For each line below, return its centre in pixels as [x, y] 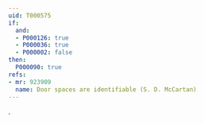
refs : [17, 75]
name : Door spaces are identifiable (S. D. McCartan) [106, 89]
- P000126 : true [42, 38]
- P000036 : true [42, 45]
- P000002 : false [44, 52]
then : [17, 60]
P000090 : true [38, 67]
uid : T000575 [30, 15]
